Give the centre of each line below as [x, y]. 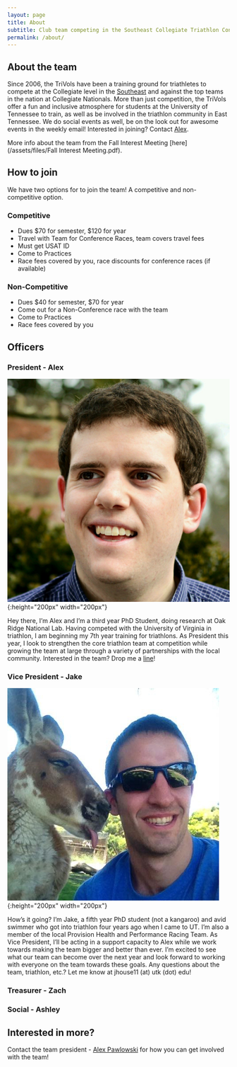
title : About [26, 22]
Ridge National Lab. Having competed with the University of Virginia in [109, 628]
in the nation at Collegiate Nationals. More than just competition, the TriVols [117, 99]
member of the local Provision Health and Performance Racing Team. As [113, 935]
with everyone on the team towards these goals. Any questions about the [114, 965]
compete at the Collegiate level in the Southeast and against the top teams [115, 91]
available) [31, 268]
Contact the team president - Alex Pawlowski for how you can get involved [116, 1050]
